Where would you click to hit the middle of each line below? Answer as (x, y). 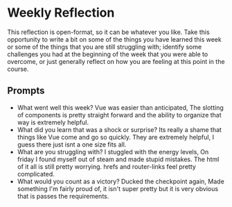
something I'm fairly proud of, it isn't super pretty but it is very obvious (118, 188)
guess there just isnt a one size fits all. (72, 144)
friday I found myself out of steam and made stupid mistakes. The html (118, 159)
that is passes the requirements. (63, 196)
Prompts (26, 91)
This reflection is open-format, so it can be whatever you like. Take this (108, 32)
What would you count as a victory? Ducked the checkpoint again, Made (121, 181)
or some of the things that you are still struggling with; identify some (105, 47)
